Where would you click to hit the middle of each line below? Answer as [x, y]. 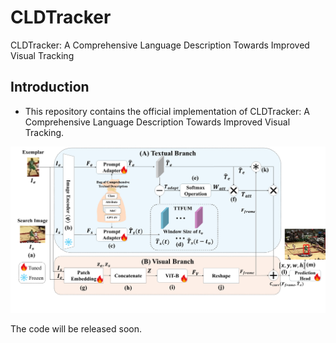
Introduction [50, 87]
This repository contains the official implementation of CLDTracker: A [167, 111]
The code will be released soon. [76, 329]
